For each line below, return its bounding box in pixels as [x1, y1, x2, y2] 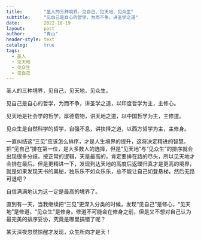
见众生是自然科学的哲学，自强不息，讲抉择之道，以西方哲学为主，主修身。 [6, 125, 190, 132]
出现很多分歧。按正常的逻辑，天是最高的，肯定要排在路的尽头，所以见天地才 [6, 153, 195, 160]
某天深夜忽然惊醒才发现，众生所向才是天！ [6, 228, 111, 236]
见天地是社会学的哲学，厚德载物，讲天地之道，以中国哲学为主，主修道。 [6, 112, 184, 120]
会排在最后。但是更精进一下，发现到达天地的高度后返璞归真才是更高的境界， [6, 160, 195, 167]
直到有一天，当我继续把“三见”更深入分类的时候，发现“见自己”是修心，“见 [6, 201, 185, 208]
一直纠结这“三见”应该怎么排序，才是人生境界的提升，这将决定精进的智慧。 [6, 138, 190, 145]
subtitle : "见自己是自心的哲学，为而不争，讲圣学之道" [6, 14, 139, 20]
